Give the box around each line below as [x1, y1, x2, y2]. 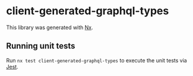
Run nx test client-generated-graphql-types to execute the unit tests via [6, 56, 187, 64]
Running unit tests [6, 41, 75, 51]
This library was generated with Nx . [6, 24, 93, 31]
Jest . [6, 63, 19, 70]
